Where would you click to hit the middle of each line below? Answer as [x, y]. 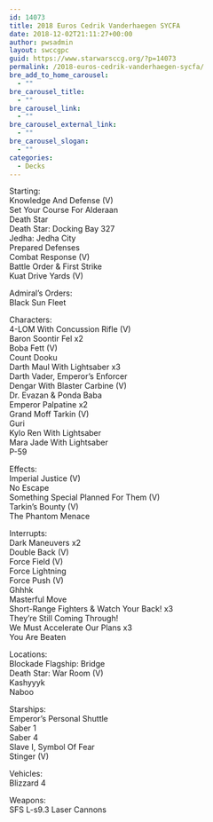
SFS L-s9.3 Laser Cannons [58, 810]
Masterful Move [38, 599]
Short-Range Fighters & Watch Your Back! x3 [91, 609]
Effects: [23, 469]
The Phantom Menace [50, 517]
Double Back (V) [39, 552]
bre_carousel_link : [45, 108]
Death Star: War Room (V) [56, 673]
